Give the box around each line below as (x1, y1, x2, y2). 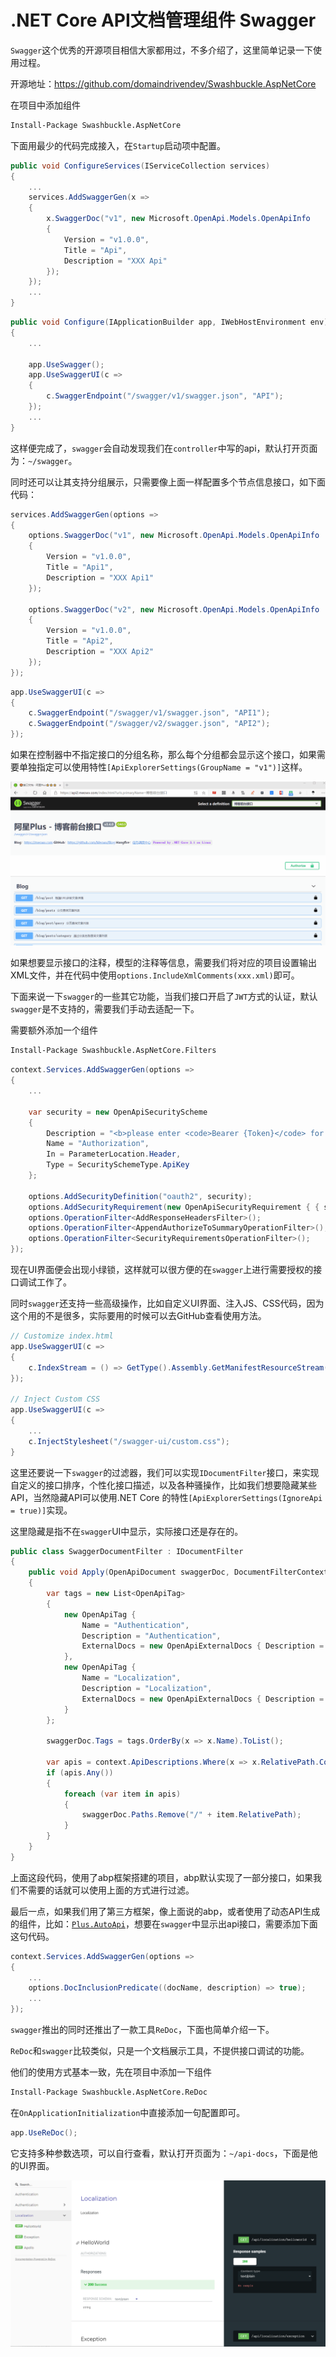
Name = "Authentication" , (81, 1620, 190, 1630)
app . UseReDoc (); (10, 2127, 78, 2138)
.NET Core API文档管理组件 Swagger (10, 9, 317, 32)
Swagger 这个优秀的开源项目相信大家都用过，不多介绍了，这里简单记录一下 (10, 44, 314, 56)
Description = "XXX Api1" (46, 572, 155, 583)
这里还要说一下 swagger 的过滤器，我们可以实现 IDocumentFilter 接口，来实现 (10, 1466, 320, 1478)
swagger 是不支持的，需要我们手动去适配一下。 (10, 1003, 200, 1015)
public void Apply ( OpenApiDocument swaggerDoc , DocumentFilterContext (28, 1567, 329, 1578)
